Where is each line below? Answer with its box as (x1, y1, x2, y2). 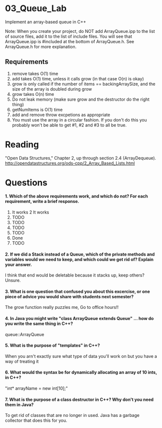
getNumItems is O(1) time (12, 107, 63, 112)
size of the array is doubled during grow (12, 86, 92, 92)
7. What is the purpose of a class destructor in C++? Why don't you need (5, 397, 154, 402)
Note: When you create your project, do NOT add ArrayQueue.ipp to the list (5, 28, 155, 34)
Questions (5, 177, 47, 188)
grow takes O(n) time (12, 91, 54, 97)
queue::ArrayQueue (5, 331, 44, 337)
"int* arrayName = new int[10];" (5, 385, 68, 391)
